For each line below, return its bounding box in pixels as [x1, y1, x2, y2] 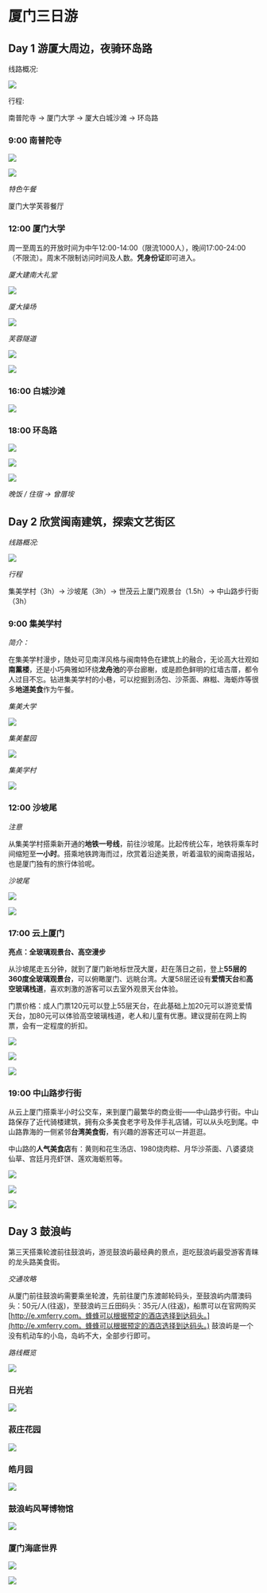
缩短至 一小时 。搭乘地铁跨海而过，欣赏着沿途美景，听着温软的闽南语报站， [14, 848, 259, 858]
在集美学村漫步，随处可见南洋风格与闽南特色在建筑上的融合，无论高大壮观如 [8, 655, 259, 664]
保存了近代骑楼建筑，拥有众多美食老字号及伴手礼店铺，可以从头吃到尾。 [14, 1117, 252, 1127]
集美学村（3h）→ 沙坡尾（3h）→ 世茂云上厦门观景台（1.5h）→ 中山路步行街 [8, 587, 259, 596]
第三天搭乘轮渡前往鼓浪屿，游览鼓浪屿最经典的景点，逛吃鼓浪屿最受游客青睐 [8, 1247, 259, 1257]
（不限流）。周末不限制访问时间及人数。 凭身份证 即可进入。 [8, 253, 200, 262]
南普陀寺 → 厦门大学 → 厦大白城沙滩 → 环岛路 [8, 113, 159, 122]
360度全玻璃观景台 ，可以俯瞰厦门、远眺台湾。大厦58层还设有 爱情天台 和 [8, 973, 246, 983]
